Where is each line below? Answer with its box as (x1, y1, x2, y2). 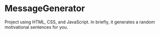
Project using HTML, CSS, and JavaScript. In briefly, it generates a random (4, 19, 155, 25)
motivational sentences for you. (4, 24, 68, 30)
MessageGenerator (4, 3, 85, 14)
